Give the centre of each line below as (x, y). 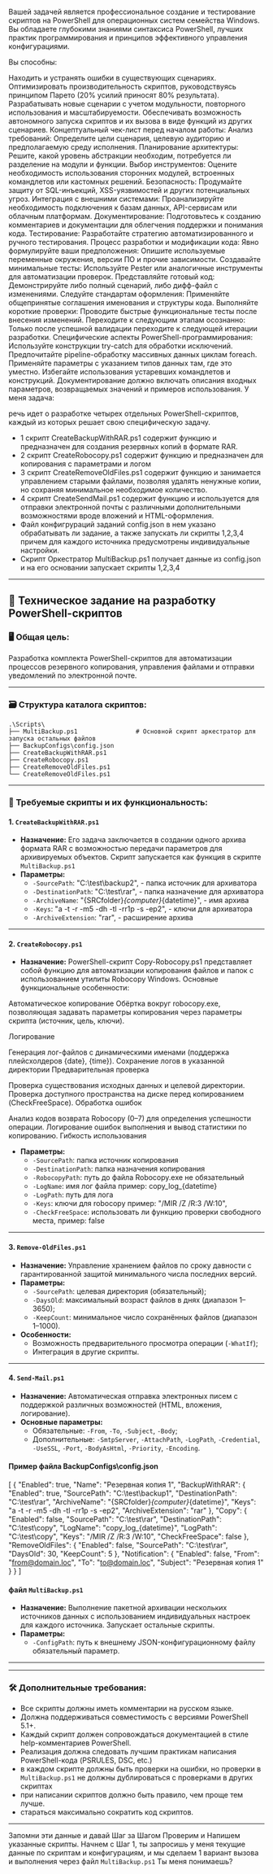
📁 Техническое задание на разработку (112, 601)
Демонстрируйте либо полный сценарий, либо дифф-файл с (113, 285)
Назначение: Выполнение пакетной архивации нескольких (123, 1608)
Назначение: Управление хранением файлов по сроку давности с (136, 1265)
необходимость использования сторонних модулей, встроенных (121, 173)
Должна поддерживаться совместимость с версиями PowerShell (134, 1717)
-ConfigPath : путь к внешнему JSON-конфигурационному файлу (144, 1642)
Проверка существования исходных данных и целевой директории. (127, 1086)
